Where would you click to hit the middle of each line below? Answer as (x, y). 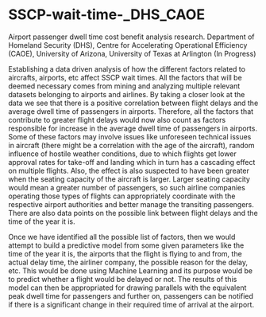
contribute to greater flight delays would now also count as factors (117, 119)
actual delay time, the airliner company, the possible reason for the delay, (128, 262)
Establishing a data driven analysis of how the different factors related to (127, 68)
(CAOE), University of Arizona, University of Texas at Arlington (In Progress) (132, 53)
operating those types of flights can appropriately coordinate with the (122, 196)
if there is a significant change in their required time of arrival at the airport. (131, 304)
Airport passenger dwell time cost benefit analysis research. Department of (132, 37)
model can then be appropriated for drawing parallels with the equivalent (127, 288)
